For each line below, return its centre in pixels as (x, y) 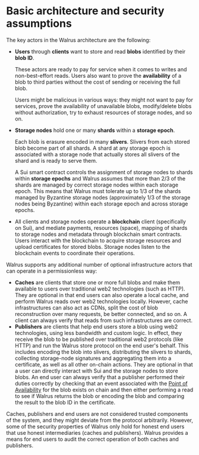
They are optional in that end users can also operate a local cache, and (102, 295)
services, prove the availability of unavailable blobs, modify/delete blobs (103, 106)
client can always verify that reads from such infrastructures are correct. (104, 320)
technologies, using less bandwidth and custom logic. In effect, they (98, 333)
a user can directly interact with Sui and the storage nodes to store (96, 371)
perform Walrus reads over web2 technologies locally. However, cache (101, 301)
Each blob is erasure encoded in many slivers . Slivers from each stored (102, 141)
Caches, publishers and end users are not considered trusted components (97, 413)
